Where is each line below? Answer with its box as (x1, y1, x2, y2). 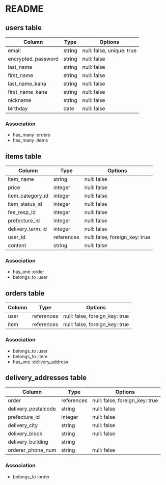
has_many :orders (12, 132, 51, 138)
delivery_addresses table (5, 373, 87, 382)
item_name (8, 176, 34, 183)
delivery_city (8, 422, 38, 429)
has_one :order (12, 268, 44, 275)
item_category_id (8, 192, 49, 199)
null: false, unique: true (82, 47, 136, 54)
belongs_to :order (12, 473, 50, 479)
